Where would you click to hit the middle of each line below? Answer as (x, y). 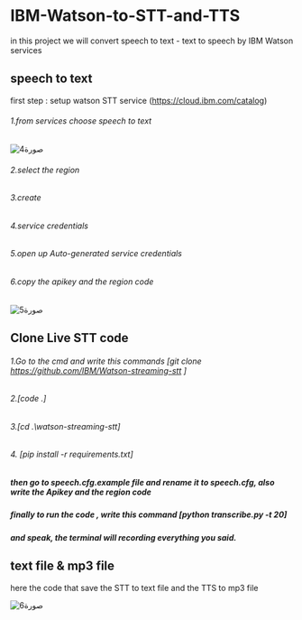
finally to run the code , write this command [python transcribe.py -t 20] (149, 514)
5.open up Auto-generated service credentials (96, 254)
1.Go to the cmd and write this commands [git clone (106, 361)
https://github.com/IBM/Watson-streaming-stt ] (99, 370)
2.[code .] (28, 399)
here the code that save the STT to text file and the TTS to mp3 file (134, 588)
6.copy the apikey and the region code (82, 282)
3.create (26, 198)
